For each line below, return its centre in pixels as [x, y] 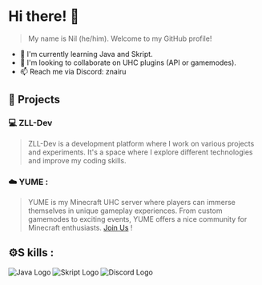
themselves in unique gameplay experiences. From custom [125, 211]
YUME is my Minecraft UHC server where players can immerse [132, 202]
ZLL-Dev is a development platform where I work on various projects [141, 143]
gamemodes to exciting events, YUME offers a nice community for [137, 219]
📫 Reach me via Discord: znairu [73, 71]
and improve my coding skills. [77, 160]
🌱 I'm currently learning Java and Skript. [87, 54]
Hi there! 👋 [44, 16]
